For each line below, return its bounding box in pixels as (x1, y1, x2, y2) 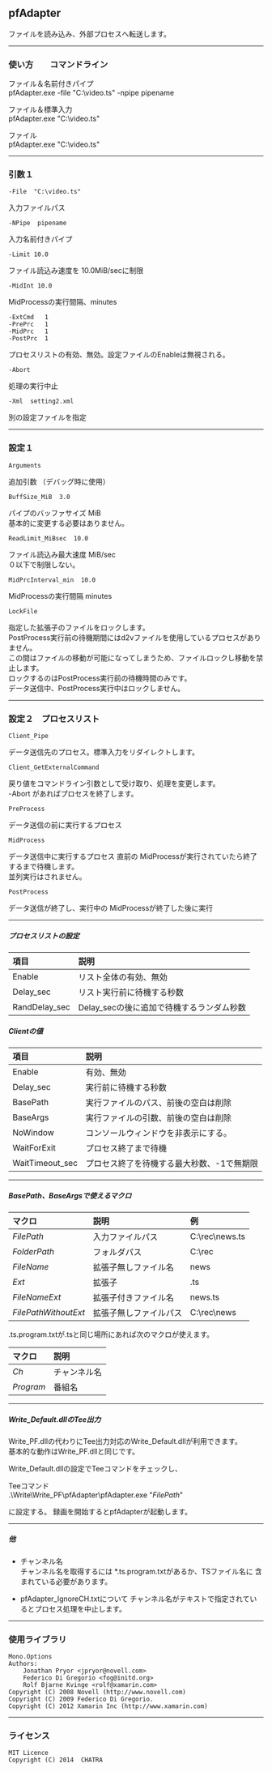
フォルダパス (92, 1246, 142, 1257)
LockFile (8, 607, 38, 615)
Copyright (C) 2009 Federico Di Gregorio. (8, 1695, 154, 1704)
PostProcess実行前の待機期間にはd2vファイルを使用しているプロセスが (8, 632, 248, 643)
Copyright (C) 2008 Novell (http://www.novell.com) (8, 1689, 186, 1697)
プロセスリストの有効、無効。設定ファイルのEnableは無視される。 (8, 350, 230, 360)
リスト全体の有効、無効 (78, 971, 168, 983)
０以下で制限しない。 (8, 559, 79, 570)
